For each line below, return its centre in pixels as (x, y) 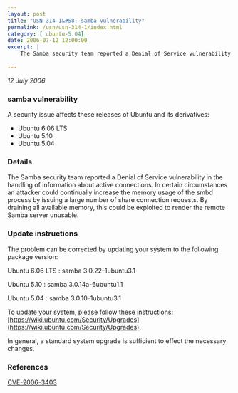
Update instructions (43, 234)
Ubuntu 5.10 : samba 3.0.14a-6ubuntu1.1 (65, 284)
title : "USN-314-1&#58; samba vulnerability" (76, 21)
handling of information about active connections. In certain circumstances (118, 185)
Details (20, 162)
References (28, 367)
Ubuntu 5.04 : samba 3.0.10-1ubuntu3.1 (64, 298)
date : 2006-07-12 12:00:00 (47, 41)
